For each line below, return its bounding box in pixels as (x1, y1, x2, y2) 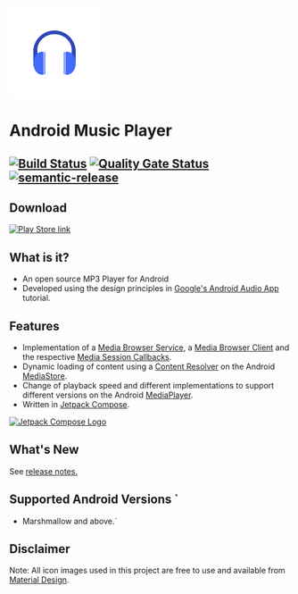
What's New (9, 442, 79, 457)
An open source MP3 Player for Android (21, 273, 170, 284)
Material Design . (9, 574, 70, 585)
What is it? (9, 249, 70, 265)
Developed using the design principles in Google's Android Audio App (21, 283, 279, 294)
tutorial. (21, 293, 51, 304)
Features (9, 318, 60, 333)
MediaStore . (21, 371, 68, 381)
